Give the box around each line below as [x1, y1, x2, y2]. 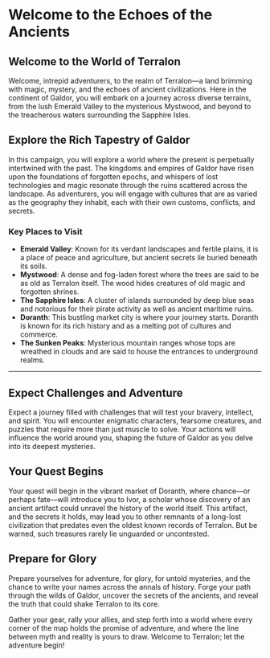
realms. [19, 355, 46, 365]
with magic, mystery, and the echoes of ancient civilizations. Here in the [8, 84, 247, 94]
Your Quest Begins [8, 464, 104, 479]
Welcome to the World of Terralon [8, 55, 181, 68]
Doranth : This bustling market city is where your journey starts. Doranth [19, 313, 259, 322]
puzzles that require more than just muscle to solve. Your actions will [8, 424, 236, 434]
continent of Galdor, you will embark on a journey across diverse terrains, [8, 93, 252, 102]
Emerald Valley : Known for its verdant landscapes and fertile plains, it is [19, 244, 259, 254]
